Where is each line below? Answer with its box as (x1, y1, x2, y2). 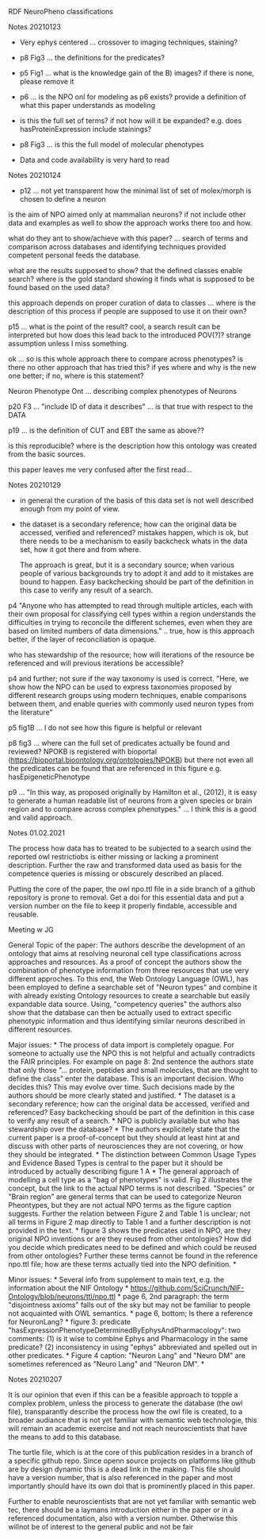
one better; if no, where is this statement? (8, 371, 144, 380)
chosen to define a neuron (19, 195, 106, 203)
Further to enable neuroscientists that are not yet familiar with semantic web (8, 1497, 256, 1506)
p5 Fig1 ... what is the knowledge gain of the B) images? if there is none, (19, 68, 255, 78)
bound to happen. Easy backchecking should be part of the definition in (19, 577, 254, 586)
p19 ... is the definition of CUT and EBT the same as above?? (8, 426, 204, 435)
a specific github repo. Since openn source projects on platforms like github (8, 1456, 256, 1465)
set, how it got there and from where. (19, 545, 141, 554)
